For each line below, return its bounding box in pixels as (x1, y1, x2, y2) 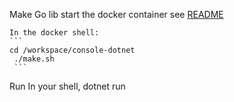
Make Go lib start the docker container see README (9, 9, 224, 20)
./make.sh (13, 54, 55, 64)
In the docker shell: (9, 28, 100, 38)
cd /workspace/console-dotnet (9, 45, 136, 55)
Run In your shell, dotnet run (9, 80, 126, 92)
